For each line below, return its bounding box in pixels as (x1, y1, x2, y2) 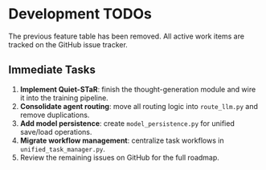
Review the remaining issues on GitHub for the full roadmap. (19, 152, 219, 162)
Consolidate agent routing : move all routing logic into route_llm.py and (19, 101, 259, 111)
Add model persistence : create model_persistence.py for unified (19, 118, 235, 128)
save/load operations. (19, 127, 92, 136)
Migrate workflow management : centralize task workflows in (19, 136, 224, 145)
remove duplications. (19, 110, 90, 119)
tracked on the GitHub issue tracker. (8, 39, 129, 49)
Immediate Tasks (8, 63, 96, 77)
